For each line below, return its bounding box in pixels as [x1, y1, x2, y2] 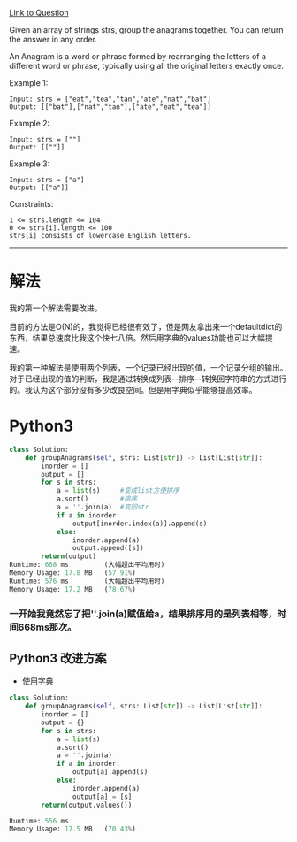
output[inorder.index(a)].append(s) [72, 519, 208, 528]
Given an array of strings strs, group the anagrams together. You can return [9, 25, 285, 34]
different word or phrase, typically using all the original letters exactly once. [9, 61, 285, 71]
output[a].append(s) [72, 768, 148, 777]
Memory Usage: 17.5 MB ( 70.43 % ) [9, 824, 137, 834]
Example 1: [9, 78, 49, 88]
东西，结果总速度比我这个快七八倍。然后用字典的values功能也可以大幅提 [9, 332, 273, 343]
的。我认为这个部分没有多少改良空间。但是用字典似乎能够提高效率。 [9, 384, 257, 394]
